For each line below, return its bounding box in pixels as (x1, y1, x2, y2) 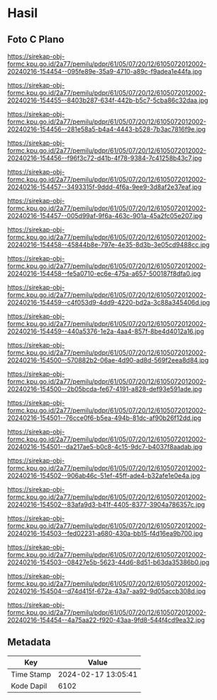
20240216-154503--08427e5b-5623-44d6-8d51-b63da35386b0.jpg (7, 558, 210, 566)
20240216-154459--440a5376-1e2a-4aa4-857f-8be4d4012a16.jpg (7, 327, 204, 335)
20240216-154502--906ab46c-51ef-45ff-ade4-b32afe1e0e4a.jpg (7, 471, 201, 480)
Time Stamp (11, 669, 52, 679)
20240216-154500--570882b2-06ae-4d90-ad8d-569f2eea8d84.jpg (7, 356, 209, 364)
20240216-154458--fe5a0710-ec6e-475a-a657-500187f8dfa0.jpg (7, 269, 201, 278)
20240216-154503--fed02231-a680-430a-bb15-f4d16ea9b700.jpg (7, 529, 204, 537)
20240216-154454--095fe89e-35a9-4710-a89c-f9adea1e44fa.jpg (7, 68, 202, 75)
